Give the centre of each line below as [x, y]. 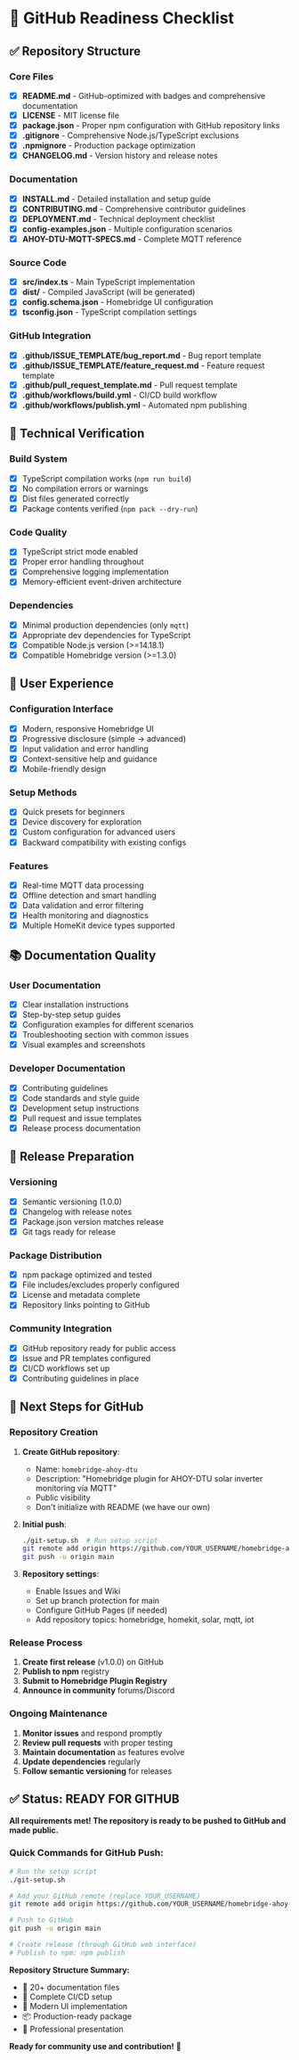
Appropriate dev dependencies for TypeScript [106, 635]
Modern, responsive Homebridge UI [88, 728]
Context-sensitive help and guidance [89, 759]
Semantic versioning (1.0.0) [72, 1202]
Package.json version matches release [93, 1221]
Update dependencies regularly [81, 1761]
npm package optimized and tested [87, 1275]
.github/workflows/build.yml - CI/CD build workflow [120, 395]
